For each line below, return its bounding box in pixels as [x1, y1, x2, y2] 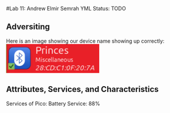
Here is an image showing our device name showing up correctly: [6, 37, 165, 44]
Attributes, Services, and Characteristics [6, 84, 159, 94]
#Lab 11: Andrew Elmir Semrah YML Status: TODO [6, 5, 126, 12]
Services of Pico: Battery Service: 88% [6, 100, 101, 107]
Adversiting [6, 22, 50, 32]
